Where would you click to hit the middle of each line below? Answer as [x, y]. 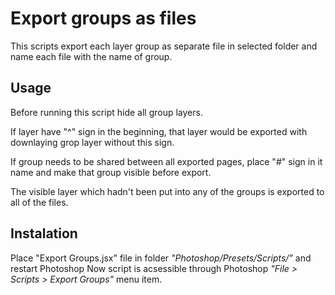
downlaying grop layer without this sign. [92, 142]
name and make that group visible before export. [111, 172]
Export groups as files [103, 18]
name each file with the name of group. [91, 56]
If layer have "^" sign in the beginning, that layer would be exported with [159, 131]
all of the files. [39, 202]
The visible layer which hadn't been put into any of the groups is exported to [167, 191]
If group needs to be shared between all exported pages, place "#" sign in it [166, 161]
